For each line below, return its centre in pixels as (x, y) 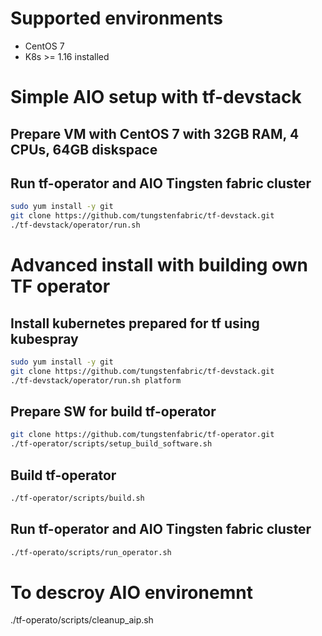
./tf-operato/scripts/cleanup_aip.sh (82, 620)
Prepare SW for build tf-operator (113, 411)
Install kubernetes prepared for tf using (135, 323)
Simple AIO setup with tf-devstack (156, 97)
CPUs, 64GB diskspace (84, 149)
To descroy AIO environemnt (131, 592)
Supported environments (116, 18)
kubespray (44, 338)
